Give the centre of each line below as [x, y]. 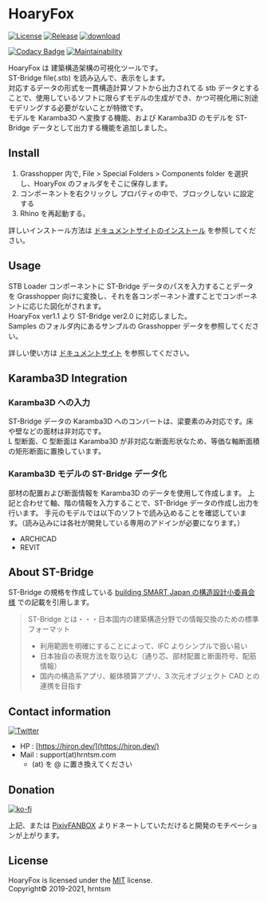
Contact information [60, 712]
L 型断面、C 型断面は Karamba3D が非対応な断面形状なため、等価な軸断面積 [134, 441]
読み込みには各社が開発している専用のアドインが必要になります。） [135, 522]
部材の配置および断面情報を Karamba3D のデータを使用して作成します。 [127, 493]
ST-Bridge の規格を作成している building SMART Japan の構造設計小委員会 [132, 592]
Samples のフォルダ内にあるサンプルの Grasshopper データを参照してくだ [130, 326]
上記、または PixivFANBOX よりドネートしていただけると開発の [112, 825]
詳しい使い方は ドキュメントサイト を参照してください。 [101, 352]
